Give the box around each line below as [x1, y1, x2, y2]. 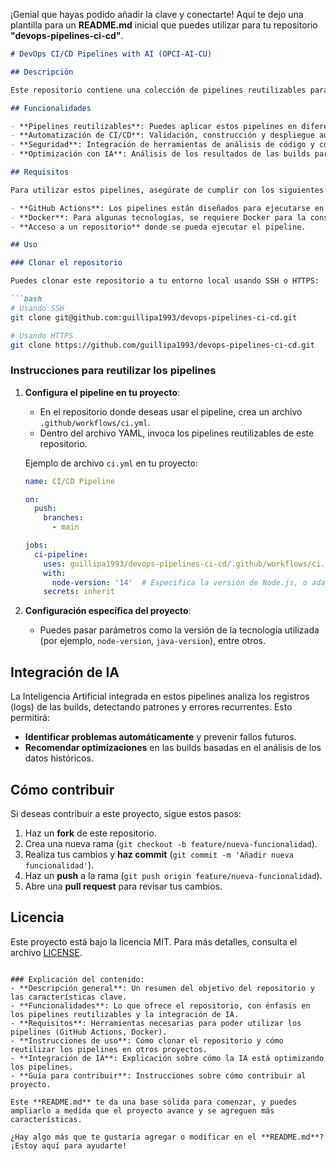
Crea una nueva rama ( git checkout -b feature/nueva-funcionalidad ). [24, 837, 318, 849]
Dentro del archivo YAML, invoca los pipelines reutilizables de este [39, 427, 315, 439]
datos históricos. [24, 752, 94, 764]
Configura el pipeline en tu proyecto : [24, 386, 181, 398]
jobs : [24, 540, 48, 551]
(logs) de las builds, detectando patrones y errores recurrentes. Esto [10, 701, 293, 713]
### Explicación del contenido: [10, 974, 145, 984]
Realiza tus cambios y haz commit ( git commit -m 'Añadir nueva [24, 848, 294, 860]
